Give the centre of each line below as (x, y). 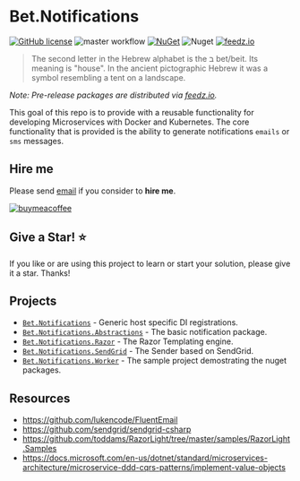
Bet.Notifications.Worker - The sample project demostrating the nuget (154, 361)
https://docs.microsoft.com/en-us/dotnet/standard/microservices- (145, 458)
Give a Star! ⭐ (48, 238)
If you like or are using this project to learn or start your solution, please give (150, 263)
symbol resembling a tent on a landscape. (108, 77)
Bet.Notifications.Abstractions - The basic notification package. (145, 332)
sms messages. (37, 141)
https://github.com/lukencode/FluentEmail (100, 420)
